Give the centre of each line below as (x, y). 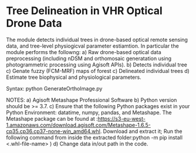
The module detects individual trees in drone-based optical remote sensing (97, 39)
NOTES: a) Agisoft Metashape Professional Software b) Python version (92, 100)
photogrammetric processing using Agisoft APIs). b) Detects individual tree (97, 64)
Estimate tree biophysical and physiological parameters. (74, 77)
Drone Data (34, 23)
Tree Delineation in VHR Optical (84, 11)
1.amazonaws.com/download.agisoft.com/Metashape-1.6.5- (79, 125)
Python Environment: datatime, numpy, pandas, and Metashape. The (89, 112)
